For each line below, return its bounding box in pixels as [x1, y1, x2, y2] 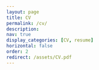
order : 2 [6, 49, 29, 55]
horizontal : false [6, 43, 53, 49]
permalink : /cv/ [6, 20, 47, 26]
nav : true [6, 32, 32, 38]
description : [6, 26, 39, 32]
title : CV [6, 15, 32, 21]
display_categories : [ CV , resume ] [6, 37, 94, 43]
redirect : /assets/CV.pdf [6, 54, 72, 60]
